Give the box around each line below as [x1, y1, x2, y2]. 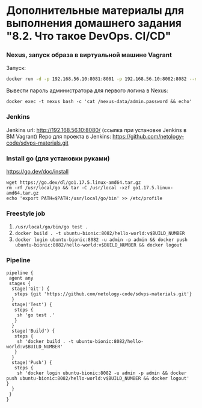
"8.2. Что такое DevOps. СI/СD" [6, 30, 171, 43]
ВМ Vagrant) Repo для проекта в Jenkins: [6, 133, 111, 140]
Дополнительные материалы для [6, 4, 185, 17]
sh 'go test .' [17, 312, 55, 318]
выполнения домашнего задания [6, 16, 182, 30]
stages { [8, 280, 31, 286]
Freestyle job [6, 209, 46, 218]
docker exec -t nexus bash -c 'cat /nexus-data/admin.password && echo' [6, 99, 192, 105]
